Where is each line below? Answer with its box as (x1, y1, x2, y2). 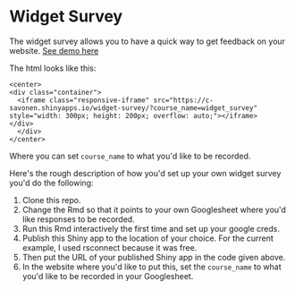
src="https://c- (153, 96, 215, 105)
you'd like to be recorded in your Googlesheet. (21, 270, 194, 281)
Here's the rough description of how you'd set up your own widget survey (9, 167, 282, 178)
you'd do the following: (9, 177, 94, 188)
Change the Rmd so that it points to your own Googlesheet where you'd (21, 204, 286, 215)
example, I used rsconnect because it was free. (21, 242, 198, 252)
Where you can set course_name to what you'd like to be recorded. (9, 150, 251, 161)
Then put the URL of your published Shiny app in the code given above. (21, 252, 286, 262)
